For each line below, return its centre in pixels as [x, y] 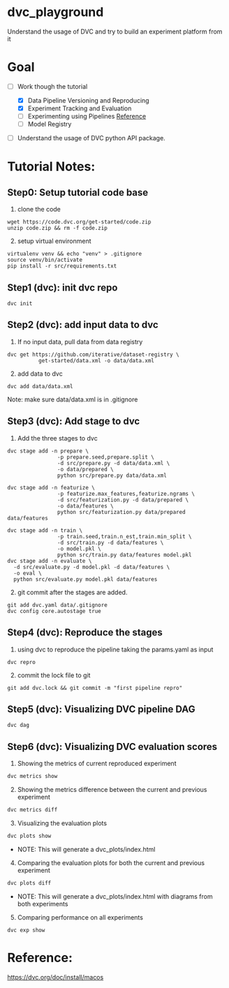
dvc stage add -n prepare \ [48, 451]
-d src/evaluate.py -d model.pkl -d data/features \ [92, 567]
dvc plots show [29, 836]
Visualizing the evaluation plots [62, 823]
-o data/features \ [85, 506]
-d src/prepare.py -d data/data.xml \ [113, 463]
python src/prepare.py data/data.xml [112, 475]
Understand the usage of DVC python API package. [91, 138]
